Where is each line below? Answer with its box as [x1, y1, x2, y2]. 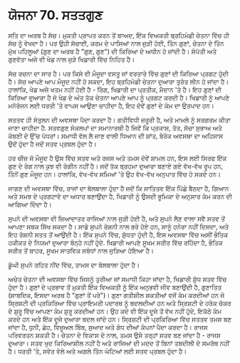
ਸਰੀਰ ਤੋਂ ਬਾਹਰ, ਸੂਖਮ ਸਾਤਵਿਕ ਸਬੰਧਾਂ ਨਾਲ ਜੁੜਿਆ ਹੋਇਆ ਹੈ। [8, 246, 154, 255]
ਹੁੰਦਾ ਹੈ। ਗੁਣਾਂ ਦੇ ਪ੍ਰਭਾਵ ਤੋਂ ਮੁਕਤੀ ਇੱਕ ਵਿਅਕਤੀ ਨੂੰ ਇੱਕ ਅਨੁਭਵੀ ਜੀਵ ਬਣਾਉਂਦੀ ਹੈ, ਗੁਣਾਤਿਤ [8, 283, 222, 291]
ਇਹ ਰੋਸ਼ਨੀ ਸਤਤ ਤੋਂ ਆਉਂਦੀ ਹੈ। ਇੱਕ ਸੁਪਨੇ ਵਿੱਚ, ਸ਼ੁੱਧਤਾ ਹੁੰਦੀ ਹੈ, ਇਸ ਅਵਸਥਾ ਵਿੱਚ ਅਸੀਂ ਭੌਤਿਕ [8, 230, 229, 238]
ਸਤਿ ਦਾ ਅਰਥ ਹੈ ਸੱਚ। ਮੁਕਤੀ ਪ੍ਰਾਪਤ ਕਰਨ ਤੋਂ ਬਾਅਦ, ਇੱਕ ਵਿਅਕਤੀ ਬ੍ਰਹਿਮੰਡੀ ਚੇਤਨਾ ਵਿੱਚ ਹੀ [8, 31, 230, 39]
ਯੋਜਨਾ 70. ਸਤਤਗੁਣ [8, 7, 103, 23]
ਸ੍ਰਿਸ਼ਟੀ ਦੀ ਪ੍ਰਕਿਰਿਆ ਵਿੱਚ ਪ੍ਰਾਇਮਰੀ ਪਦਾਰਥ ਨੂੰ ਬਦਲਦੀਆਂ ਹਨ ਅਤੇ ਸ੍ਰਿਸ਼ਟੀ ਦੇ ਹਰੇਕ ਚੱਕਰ [8, 299, 231, 307]
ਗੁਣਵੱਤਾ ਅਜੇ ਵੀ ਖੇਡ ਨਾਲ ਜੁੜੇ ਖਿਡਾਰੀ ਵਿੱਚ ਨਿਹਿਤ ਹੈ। [8, 55, 135, 63]
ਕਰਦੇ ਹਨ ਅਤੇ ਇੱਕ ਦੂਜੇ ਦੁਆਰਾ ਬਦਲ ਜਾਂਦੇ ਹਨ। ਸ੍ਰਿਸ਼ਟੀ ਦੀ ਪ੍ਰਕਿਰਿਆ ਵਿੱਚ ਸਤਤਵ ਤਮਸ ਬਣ [8, 315, 232, 323]
